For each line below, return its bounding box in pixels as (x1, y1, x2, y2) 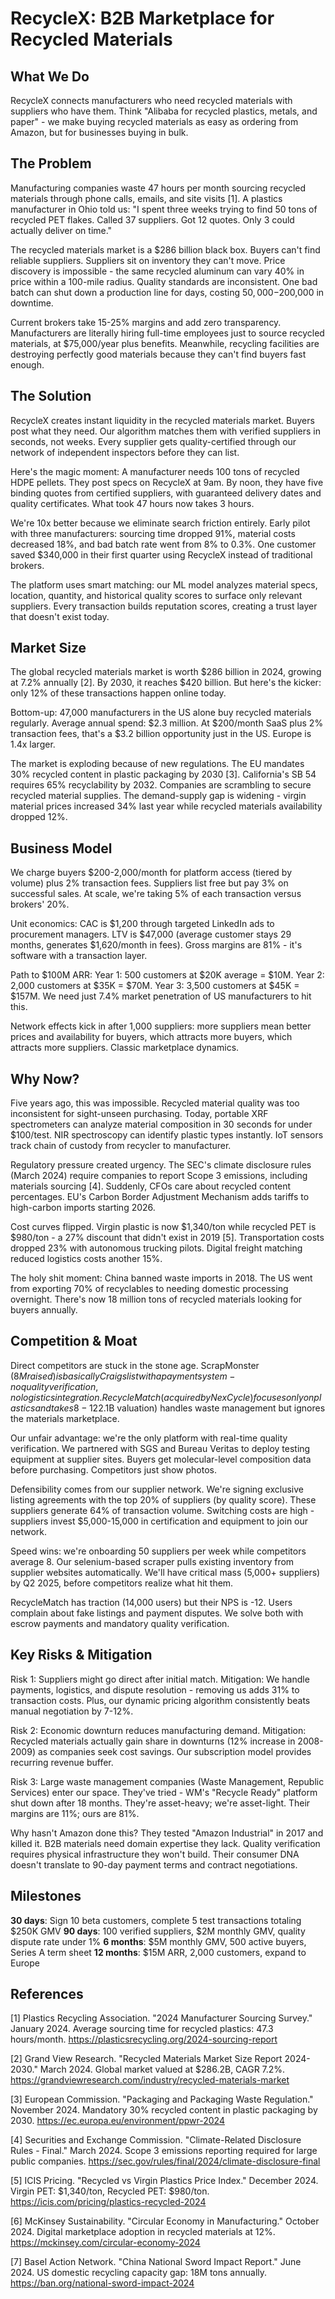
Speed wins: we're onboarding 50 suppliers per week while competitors (10, 1545, 307, 1557)
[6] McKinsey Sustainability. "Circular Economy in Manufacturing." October (10, 2215, 320, 2227)
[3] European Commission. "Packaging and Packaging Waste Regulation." (10, 2093, 314, 2106)
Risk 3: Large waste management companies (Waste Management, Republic (10, 1775, 325, 1787)
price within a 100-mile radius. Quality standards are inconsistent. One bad (10, 275, 318, 287)
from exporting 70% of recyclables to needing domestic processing (10, 1283, 289, 1295)
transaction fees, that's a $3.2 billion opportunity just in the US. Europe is (10, 728, 312, 740)
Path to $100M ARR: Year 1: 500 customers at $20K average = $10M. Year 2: (10, 969, 325, 981)
